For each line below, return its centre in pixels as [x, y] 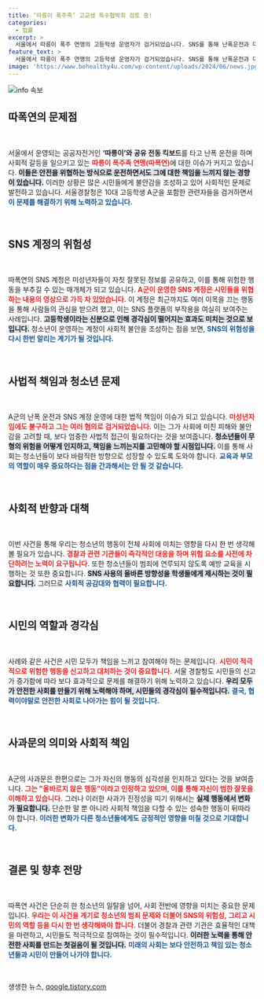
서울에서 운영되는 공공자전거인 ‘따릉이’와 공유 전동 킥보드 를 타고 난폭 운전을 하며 [130, 152]
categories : [27, 23]
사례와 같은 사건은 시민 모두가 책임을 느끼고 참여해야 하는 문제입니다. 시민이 [123, 661]
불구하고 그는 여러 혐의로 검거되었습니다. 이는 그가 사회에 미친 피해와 [133, 427]
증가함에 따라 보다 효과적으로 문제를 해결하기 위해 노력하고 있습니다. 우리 [127, 681]
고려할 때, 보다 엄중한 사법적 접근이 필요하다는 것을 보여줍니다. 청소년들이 [135, 436]
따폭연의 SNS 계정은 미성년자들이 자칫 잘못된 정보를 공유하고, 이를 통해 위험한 [127, 280]
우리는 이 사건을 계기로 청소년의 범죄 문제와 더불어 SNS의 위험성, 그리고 [139, 916]
